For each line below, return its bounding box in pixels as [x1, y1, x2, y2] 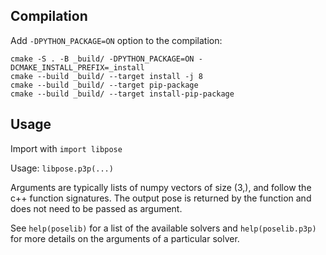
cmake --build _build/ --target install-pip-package [10, 89, 235, 99]
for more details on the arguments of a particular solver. [10, 232, 240, 244]
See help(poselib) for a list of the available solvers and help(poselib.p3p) [10, 222, 317, 234]
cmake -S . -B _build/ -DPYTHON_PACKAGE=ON [10, 54, 195, 64]
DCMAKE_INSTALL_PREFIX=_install [10, 62, 145, 73]
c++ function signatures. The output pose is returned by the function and [10, 192, 312, 204]
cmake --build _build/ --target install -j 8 [10, 71, 203, 81]
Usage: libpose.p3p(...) [10, 162, 114, 174]
